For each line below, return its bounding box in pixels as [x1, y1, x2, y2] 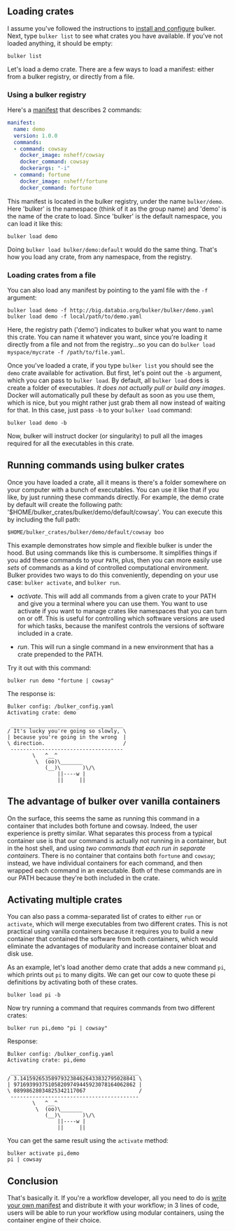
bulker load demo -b [7, 419, 68, 426]
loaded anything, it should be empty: [7, 39, 113, 48]
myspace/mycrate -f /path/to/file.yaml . [7, 348, 125, 356]
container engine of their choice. [7, 1216, 101, 1225]
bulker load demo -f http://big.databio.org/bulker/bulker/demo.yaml [7, 307, 215, 314]
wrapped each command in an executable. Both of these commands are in [7, 866, 222, 875]
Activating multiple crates [7, 894, 122, 906]
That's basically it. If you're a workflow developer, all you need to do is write [7, 1194, 227, 1202]
